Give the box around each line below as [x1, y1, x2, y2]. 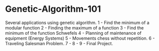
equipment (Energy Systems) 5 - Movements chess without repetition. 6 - [5, 35, 155, 41]
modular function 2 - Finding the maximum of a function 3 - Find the [5, 25, 144, 30]
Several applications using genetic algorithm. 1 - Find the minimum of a [5, 20, 150, 25]
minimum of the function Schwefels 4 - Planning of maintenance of [5, 30, 142, 36]
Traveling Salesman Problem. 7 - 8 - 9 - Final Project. [5, 40, 114, 46]
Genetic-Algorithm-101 [5, 3, 101, 15]
